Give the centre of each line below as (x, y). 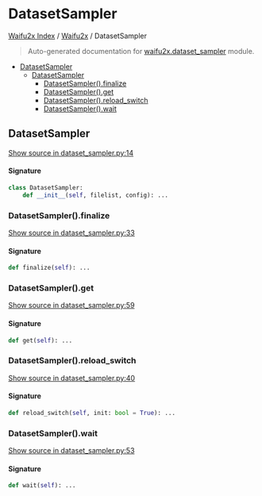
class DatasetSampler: (46, 187)
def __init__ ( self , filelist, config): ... (96, 195)
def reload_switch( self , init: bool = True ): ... (92, 413)
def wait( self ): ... (42, 486)
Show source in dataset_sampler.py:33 (71, 233)
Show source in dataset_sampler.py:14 (71, 152)
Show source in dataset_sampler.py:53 (71, 451)
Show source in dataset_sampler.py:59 (71, 306)
